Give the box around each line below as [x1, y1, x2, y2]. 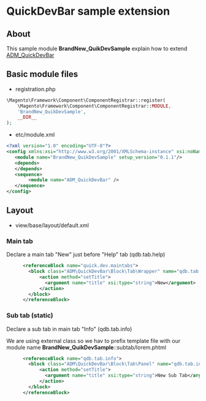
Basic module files [6, 69, 78, 80]
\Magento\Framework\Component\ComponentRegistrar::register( [6, 97, 166, 103]
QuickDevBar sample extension [6, 4, 170, 18]
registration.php [15, 85, 56, 92]
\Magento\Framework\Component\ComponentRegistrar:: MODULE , [17, 103, 172, 109]
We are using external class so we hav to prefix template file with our [6, 337, 181, 344]
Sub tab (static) [6, 311, 53, 320]
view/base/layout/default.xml [15, 222, 89, 229]
